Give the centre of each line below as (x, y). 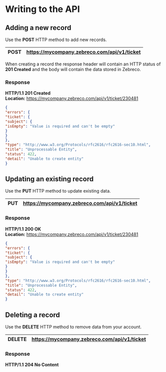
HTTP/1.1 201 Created (28, 93)
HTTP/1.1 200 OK (23, 229)
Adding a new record (38, 28)
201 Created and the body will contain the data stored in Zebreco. (73, 69)
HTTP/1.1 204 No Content (32, 365)
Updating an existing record (49, 179)
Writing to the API (42, 9)
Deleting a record (32, 315)
